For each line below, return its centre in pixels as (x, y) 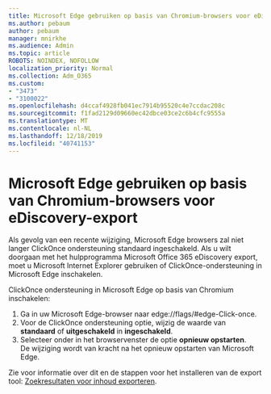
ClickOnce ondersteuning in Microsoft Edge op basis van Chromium (121, 290)
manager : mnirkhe (38, 38)
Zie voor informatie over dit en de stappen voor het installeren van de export (135, 373)
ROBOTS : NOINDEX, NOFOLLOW (54, 61)
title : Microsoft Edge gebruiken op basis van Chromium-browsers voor (129, 16)
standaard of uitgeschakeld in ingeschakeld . (96, 331)
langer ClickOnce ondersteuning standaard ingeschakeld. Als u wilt (120, 249)
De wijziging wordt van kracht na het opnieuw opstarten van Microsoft (137, 349)
